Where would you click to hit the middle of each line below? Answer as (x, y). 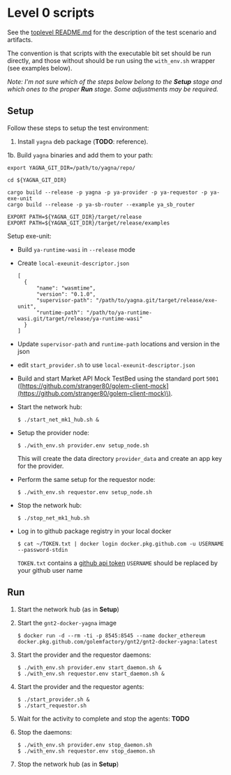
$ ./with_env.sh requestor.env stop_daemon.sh (86, 751)
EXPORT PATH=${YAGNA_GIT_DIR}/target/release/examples (89, 223)
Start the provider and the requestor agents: (81, 686)
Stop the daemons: (45, 732)
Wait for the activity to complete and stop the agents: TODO (103, 718)
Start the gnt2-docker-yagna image (67, 623)
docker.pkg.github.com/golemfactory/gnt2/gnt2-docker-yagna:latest (117, 641)
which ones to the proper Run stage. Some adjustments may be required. (113, 89)
